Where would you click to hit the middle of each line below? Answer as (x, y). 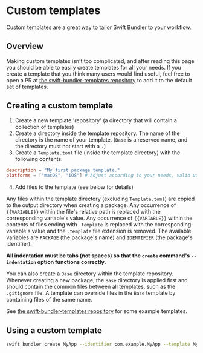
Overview (25, 46)
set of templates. (27, 87)
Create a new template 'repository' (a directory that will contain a (96, 120)
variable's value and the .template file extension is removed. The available (99, 231)
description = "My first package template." (63, 170)
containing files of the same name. (49, 300)
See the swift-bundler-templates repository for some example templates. (97, 311)
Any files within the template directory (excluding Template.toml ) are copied (101, 199)
